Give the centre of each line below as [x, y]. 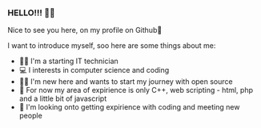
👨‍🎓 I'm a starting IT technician [69, 61]
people [31, 116]
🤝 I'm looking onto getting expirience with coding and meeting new [129, 107]
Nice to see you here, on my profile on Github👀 [85, 30]
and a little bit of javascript [63, 98]
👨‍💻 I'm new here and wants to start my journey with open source [126, 82]
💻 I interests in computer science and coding [94, 70]
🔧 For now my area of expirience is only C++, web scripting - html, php [136, 90]
